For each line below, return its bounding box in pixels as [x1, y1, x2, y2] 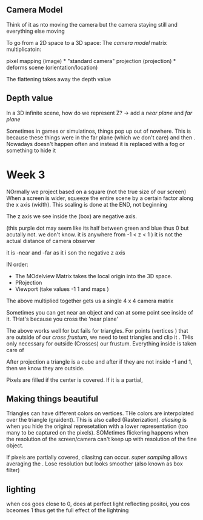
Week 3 [6, 168, 45, 181]
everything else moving [6, 27, 65, 35]
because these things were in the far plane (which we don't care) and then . [6, 133, 196, 141]
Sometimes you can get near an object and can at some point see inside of [6, 308, 193, 316]
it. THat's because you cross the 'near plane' [6, 315, 119, 322]
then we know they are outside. [6, 364, 85, 372]
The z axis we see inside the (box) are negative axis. [6, 212, 138, 220]
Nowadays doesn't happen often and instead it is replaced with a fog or [6, 140, 185, 147]
